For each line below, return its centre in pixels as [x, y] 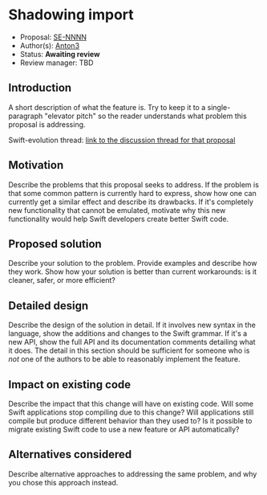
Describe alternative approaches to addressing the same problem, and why [133, 474]
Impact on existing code [70, 385]
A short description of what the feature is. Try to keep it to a [107, 107]
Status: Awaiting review [60, 54]
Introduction [40, 88]
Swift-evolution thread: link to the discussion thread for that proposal [122, 140]
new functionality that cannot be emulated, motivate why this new [117, 210]
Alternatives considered [70, 454]
